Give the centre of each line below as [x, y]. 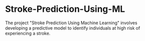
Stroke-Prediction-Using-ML [65, 9]
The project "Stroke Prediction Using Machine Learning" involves [71, 23]
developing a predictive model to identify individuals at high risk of [73, 28]
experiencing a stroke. [28, 33]
